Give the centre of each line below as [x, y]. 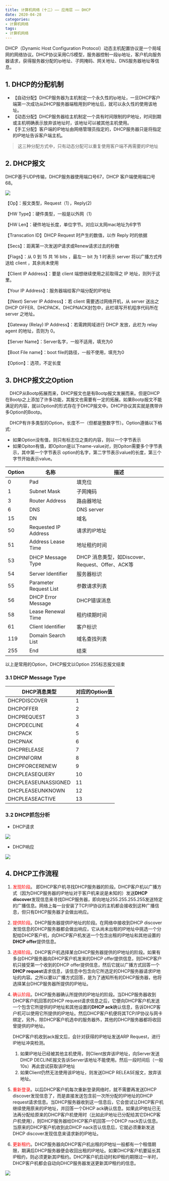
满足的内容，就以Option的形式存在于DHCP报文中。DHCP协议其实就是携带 [82, 406]
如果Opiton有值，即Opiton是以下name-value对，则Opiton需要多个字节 [85, 446]
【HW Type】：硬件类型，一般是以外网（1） [50, 214]
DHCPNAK [20, 741]
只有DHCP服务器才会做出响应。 [59, 912]
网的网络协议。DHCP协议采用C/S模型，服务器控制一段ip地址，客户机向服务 [83, 54]
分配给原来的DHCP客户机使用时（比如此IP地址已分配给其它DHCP [89, 1115]
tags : [11, 29]
